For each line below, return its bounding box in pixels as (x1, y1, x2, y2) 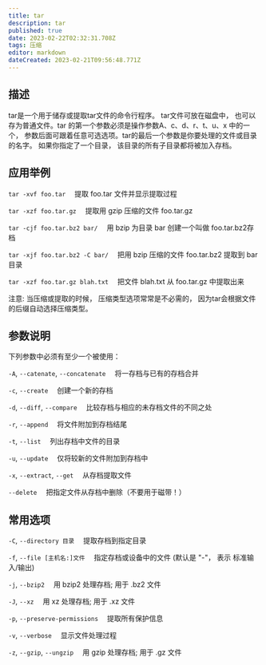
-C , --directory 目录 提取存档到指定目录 (8, 536, 146, 545)
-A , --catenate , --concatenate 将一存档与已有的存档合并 (8, 369, 199, 378)
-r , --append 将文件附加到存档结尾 (8, 420, 128, 429)
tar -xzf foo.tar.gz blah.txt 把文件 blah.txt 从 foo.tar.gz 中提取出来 (8, 276, 245, 286)
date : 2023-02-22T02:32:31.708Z (8, 34, 116, 42)
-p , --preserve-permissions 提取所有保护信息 (8, 614, 164, 623)
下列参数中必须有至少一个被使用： (8, 352, 121, 362)
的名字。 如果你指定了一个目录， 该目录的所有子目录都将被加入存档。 (8, 141, 236, 150)
